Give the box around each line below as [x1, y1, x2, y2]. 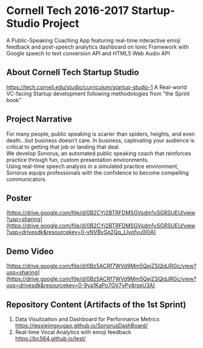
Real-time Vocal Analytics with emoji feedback [15, 329, 131, 335]
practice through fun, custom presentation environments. [6, 156, 149, 163]
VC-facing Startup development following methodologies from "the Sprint [6, 89, 190, 97]
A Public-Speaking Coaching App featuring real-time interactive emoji [6, 37, 181, 44]
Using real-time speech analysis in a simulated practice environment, [6, 162, 179, 170]
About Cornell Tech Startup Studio [6, 68, 139, 78]
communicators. [6, 175, 47, 183]
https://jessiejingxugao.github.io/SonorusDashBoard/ [15, 322, 148, 329]
